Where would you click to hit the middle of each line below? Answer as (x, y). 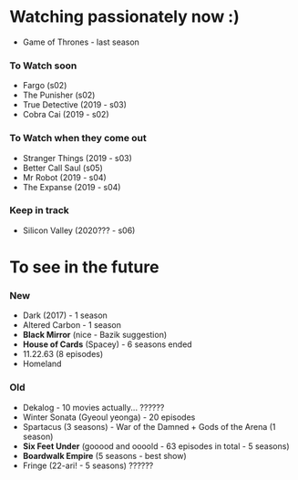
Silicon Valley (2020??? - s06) (79, 230)
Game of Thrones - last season (81, 42)
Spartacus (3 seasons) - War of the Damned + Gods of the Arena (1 (149, 426)
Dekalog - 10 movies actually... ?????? (93, 407)
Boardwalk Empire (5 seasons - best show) (104, 455)
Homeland (42, 364)
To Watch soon (43, 66)
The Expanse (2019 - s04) (72, 187)
